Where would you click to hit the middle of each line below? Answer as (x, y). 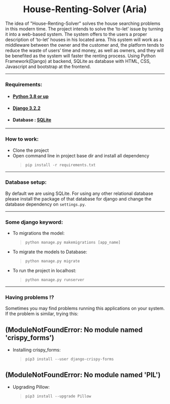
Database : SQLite (32, 120)
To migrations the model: (38, 233)
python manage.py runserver (55, 280)
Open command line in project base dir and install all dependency (81, 155)
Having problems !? (30, 297)
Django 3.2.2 (27, 108)
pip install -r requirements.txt (60, 165)
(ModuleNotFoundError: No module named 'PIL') (83, 375)
